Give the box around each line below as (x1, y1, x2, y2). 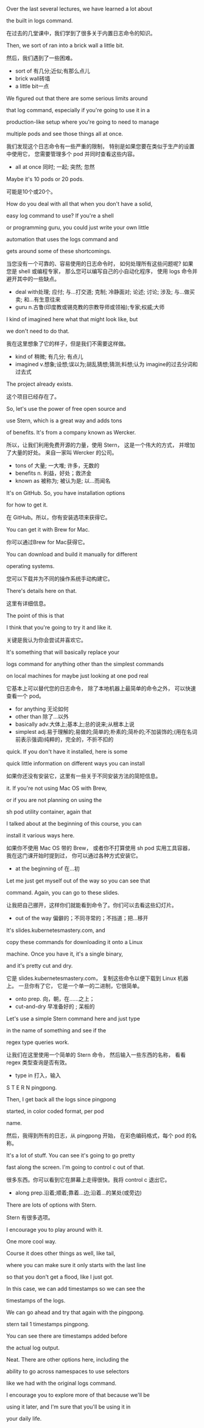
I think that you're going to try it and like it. (6, 624, 113, 631)
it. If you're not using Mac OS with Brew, (6, 784, 107, 792)
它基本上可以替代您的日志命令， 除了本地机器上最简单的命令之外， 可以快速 (6, 685, 196, 692)
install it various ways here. (6, 832, 75, 839)
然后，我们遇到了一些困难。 (6, 54, 76, 62)
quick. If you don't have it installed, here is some (6, 748, 128, 755)
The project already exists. (6, 380, 73, 388)
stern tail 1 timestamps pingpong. (6, 1321, 90, 1327)
